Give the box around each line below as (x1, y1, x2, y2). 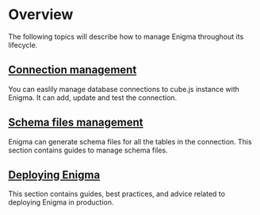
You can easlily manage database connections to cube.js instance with (8, 84, 240, 94)
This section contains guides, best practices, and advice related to (8, 189, 226, 199)
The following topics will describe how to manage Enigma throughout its (8, 32, 244, 41)
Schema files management (8, 116, 144, 129)
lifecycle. (8, 40, 38, 49)
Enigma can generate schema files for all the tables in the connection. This (8, 136, 252, 146)
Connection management (8, 63, 137, 77)
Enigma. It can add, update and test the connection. (8, 93, 178, 102)
